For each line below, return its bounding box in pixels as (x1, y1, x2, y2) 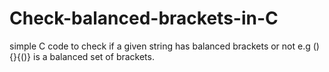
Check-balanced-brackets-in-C (9, 7, 279, 30)
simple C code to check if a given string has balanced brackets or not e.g (9, 40, 311, 52)
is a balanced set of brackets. (33, 50, 155, 62)
